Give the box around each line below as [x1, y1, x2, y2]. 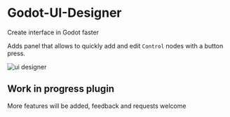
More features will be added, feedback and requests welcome [7, 102, 187, 110]
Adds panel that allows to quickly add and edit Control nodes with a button [7, 41, 224, 50]
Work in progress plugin [7, 83, 114, 95]
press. [7, 49, 26, 57]
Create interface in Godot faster [7, 28, 100, 36]
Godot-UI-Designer [7, 5, 122, 21]
